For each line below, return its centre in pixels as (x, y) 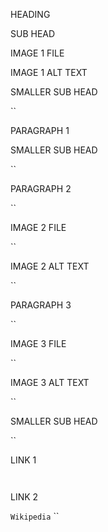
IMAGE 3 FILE (38, 343)
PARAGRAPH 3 (41, 305)
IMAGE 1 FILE (37, 53)
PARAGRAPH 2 (41, 188)
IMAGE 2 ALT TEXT (50, 266)
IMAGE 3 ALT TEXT (50, 382)
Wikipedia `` (35, 516)
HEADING (30, 14)
